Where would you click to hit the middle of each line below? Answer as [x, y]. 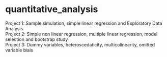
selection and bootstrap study [37, 39]
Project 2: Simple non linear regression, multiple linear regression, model [81, 34]
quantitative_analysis [52, 9]
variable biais [19, 50]
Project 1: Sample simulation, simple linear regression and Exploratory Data [84, 23]
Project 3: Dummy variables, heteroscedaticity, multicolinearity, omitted [80, 44]
